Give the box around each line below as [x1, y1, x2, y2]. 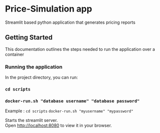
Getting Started [5, 33, 53, 42]
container [5, 51, 24, 57]
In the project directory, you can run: [5, 74, 78, 80]
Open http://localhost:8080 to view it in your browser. [5, 122, 112, 129]
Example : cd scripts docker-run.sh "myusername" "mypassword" [5, 108, 133, 114]
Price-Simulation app [5, 3, 92, 15]
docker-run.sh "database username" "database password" [5, 98, 140, 103]
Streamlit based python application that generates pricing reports [5, 19, 136, 25]
